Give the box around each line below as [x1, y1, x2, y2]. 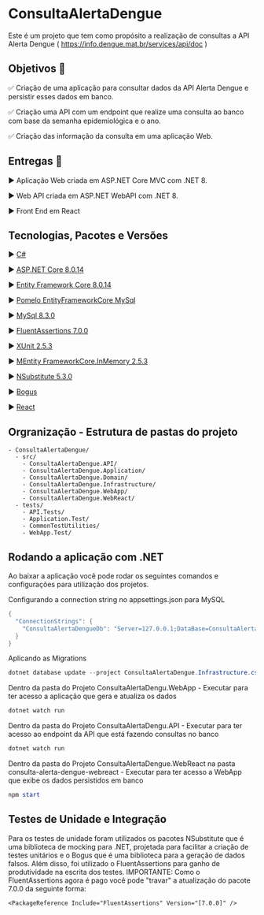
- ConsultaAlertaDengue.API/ [22, 460, 118, 468]
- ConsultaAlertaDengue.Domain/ [22, 474, 128, 482]
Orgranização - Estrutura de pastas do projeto [8, 425, 238, 438]
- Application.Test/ [22, 515, 90, 523]
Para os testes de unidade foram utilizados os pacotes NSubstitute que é [8, 833, 244, 843]
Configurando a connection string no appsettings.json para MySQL [8, 595, 225, 604]
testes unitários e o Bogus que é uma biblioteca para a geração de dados [8, 850, 245, 860]
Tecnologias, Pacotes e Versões [8, 229, 169, 242]
